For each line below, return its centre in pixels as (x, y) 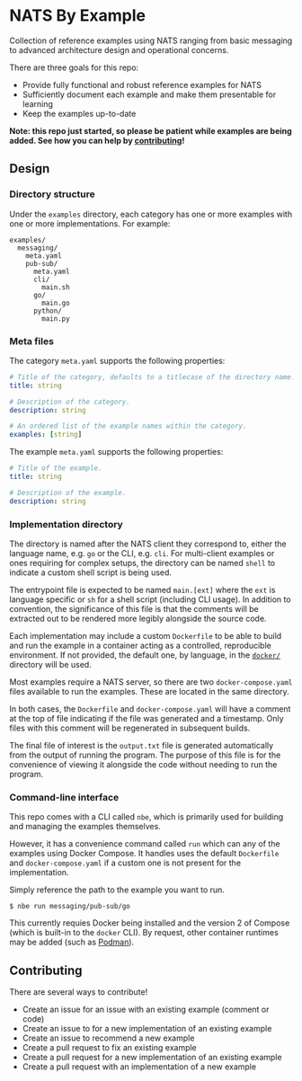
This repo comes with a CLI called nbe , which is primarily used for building (147, 817)
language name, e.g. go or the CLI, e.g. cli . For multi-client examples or (142, 553)
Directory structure (53, 194)
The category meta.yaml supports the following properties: (117, 360)
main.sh (56, 287)
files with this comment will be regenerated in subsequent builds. (130, 728)
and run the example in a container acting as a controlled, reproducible (140, 645)
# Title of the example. (56, 468)
